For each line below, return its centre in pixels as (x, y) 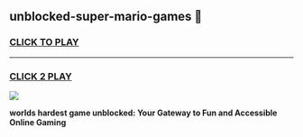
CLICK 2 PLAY (41, 76)
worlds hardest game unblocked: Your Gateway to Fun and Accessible (143, 113)
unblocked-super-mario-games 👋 (106, 17)
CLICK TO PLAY (44, 42)
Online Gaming (38, 122)
